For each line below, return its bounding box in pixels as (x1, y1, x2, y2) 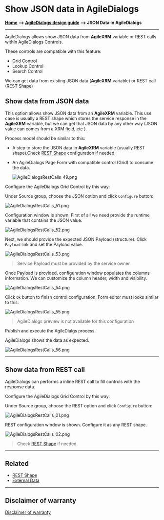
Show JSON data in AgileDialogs (5, 3, 139, 15)
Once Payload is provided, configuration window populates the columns (5, 270, 150, 276)
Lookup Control (12, 63, 44, 69)
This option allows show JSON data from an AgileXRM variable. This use (5, 110, 152, 116)
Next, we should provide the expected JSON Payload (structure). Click (5, 236, 147, 242)
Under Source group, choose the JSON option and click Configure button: (5, 193, 154, 199)
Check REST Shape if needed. (17, 441, 78, 447)
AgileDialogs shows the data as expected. (5, 337, 89, 343)
